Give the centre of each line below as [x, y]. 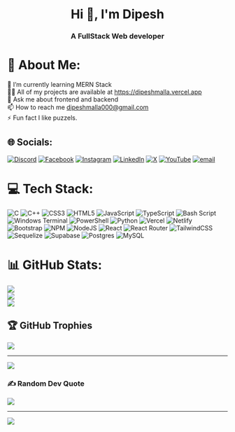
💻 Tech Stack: [50, 189]
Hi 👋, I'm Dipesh [117, 14]
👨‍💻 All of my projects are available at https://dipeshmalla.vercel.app [105, 92]
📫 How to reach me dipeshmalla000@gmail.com [78, 107]
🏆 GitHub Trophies [50, 326]
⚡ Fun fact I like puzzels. [42, 118]
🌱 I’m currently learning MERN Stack [59, 85]
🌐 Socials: [30, 142]
